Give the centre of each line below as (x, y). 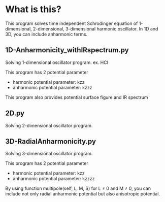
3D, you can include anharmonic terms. (46, 34)
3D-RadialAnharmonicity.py (51, 141)
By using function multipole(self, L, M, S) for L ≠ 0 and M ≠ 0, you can (78, 188)
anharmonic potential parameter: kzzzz (54, 179)
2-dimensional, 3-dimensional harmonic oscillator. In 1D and (95, 28)
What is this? (34, 9)
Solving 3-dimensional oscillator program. (49, 154)
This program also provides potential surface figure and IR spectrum (77, 97)
